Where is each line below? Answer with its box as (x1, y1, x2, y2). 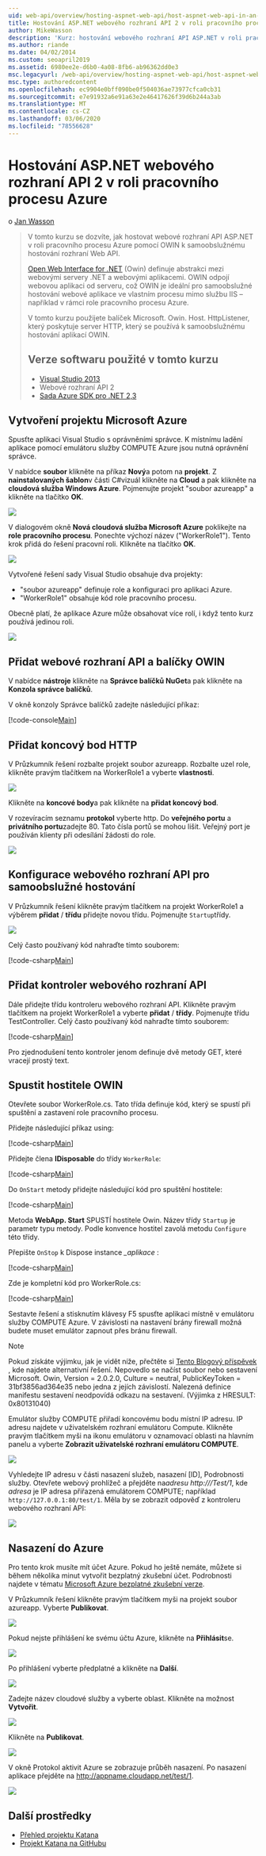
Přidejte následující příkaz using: (8, 1123, 114, 1133)
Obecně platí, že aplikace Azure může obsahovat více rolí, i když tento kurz (8, 608, 253, 619)
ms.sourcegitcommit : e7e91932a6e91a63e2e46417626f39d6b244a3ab (8, 93, 222, 101)
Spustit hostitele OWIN (8, 1078, 123, 1091)
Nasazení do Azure (8, 1541, 104, 1555)
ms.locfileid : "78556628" (8, 122, 93, 130)
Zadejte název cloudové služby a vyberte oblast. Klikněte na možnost (8, 1694, 235, 1704)
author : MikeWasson (8, 26, 73, 34)
